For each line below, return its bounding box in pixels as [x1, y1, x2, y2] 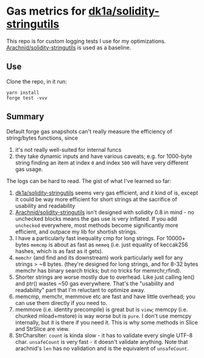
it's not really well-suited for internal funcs [15, 146, 122, 153]
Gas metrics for [6, 4, 86, 18]
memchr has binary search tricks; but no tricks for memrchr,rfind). [15, 267, 181, 274]
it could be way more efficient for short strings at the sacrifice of [15, 195, 178, 202]
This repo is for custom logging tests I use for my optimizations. [6, 37, 166, 45]
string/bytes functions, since [6, 134, 78, 141]
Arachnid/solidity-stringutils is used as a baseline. [6, 44, 132, 51]
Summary [6, 112, 44, 122]
